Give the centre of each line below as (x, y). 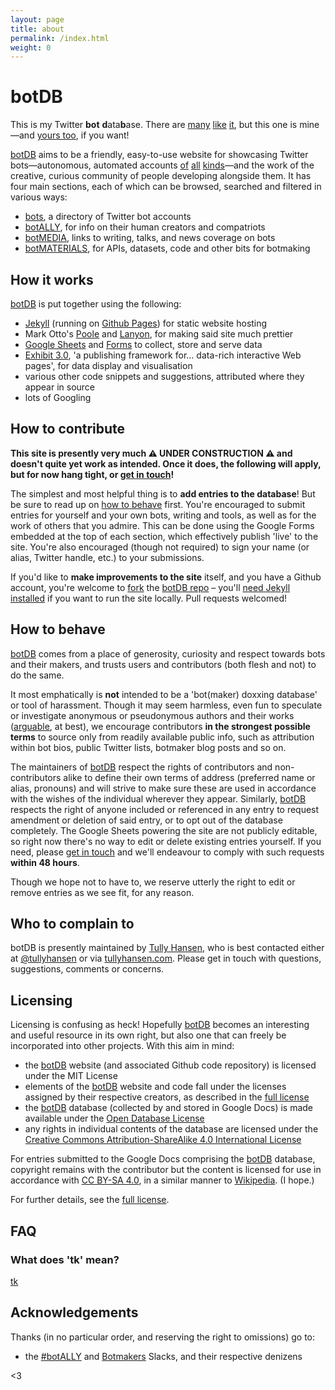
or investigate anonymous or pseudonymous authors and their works (152, 715)
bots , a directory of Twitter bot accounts (108, 217)
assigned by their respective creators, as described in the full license (167, 1097)
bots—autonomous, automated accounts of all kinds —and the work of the (162, 165)
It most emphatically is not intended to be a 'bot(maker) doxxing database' (164, 694)
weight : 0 (31, 47)
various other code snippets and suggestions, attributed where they (164, 376)
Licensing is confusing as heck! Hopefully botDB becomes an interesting (160, 1025)
